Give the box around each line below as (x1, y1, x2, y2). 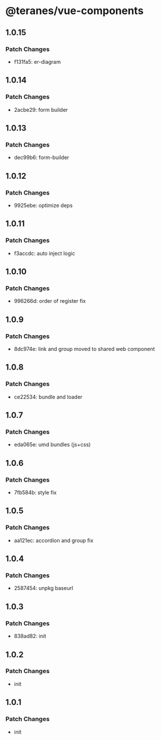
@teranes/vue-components (5, 4, 144, 18)
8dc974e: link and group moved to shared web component (13, 346, 155, 352)
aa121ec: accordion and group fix (13, 537, 94, 544)
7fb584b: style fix (13, 489, 57, 496)
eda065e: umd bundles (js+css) (13, 441, 91, 448)
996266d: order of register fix (13, 298, 86, 305)
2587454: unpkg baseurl (13, 585, 73, 592)
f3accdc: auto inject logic (13, 250, 75, 257)
